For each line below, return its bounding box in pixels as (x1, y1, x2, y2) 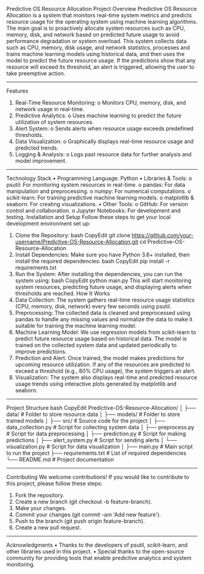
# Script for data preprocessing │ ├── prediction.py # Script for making (6, 430, 186, 437)
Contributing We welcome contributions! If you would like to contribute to (6, 474, 189, 480)
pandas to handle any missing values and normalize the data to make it (15, 316, 193, 323)
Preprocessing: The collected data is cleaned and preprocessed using (15, 309, 191, 316)
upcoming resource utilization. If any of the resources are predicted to (15, 361, 191, 368)
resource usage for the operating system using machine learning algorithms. (6, 18, 198, 25)
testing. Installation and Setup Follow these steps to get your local (6, 213, 171, 221)
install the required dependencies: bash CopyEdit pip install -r (15, 258, 170, 265)
